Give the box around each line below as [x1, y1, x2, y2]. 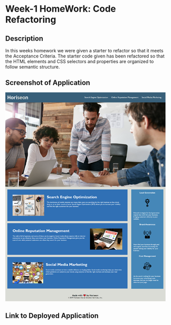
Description [5, 34, 43, 43]
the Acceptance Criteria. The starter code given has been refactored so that [5, 53, 165, 59]
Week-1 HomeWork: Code [5, 3, 116, 15]
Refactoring [5, 14, 56, 25]
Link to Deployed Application [5, 311, 99, 320]
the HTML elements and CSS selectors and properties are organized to [5, 58, 154, 64]
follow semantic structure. [5, 64, 60, 70]
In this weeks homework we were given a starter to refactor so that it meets [5, 48, 164, 53]
